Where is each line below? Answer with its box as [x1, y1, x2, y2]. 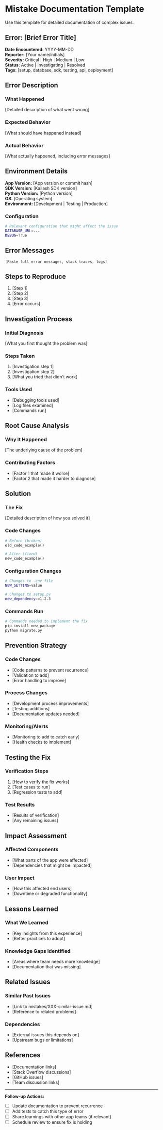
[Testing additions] [12, 705, 50, 711]
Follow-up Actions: [5, 1093, 45, 1099]
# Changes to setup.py [5, 592, 51, 597]
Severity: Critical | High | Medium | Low [5, 57, 85, 63]
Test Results [5, 801, 35, 808]
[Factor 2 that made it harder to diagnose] [12, 475, 96, 481]
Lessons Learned [5, 905, 58, 913]
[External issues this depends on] [12, 1032, 79, 1038]
